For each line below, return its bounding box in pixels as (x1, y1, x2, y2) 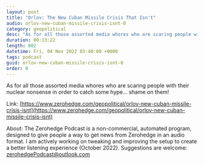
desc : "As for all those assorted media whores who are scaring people (6, 32, 191, 38)
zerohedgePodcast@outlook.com (6, 151, 90, 158)
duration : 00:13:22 (6, 37, 56, 43)
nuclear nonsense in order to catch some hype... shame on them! (6, 89, 169, 96)
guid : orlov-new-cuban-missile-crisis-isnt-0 (6, 60, 123, 66)
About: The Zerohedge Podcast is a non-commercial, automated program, (6, 125, 192, 132)
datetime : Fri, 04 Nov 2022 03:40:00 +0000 (6, 49, 118, 55)
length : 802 (6, 43, 36, 49)
